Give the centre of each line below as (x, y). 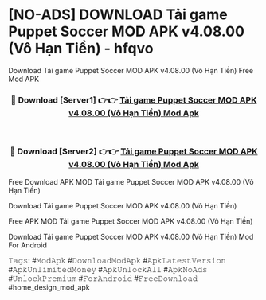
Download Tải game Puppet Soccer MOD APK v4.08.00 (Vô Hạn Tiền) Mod (131, 236)
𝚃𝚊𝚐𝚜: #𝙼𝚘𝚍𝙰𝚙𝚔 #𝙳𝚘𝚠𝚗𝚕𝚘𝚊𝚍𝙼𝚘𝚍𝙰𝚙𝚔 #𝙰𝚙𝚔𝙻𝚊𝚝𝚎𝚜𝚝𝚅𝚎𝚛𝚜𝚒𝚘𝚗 (117, 260)
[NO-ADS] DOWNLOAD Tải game (118, 15)
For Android (28, 245)
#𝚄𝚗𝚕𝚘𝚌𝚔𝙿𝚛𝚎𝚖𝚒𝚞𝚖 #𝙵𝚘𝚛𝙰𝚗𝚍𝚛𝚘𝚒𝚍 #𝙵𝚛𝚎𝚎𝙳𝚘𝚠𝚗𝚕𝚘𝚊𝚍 (103, 278)
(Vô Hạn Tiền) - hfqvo (81, 49)
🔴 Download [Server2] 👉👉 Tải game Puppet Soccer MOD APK (134, 151)
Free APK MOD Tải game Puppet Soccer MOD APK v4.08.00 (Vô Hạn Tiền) (131, 221)
